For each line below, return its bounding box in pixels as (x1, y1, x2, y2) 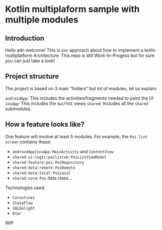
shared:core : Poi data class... (12, 175, 72, 181)
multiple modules (5, 14, 79, 25)
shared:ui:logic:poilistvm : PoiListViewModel (12, 154, 107, 160)
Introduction (5, 34, 45, 42)
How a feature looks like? (5, 120, 85, 129)
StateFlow (12, 201, 33, 206)
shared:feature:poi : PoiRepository (12, 159, 84, 165)
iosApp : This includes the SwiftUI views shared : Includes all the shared (5, 100, 149, 106)
